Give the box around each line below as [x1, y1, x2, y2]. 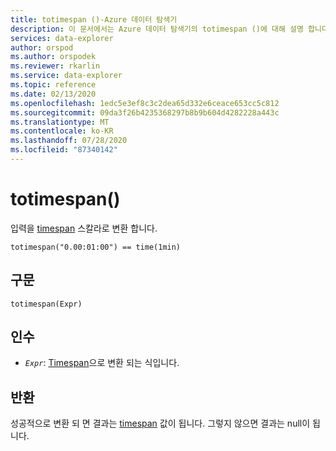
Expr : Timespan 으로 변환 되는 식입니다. [24, 357, 180, 369]
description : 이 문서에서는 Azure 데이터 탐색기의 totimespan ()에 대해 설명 [10, 24, 304, 34]
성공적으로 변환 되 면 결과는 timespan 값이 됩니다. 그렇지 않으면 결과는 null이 [10, 417, 311, 430]
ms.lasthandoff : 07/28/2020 [10, 136, 128, 146]
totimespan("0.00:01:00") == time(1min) [10, 242, 182, 252]
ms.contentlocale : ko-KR [10, 126, 114, 136]
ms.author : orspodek [10, 52, 97, 62]
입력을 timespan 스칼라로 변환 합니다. [10, 222, 158, 234]
